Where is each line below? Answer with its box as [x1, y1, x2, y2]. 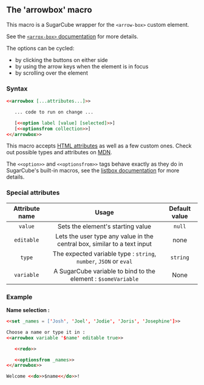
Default [169, 204, 191, 213]
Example [6, 293, 33, 301]
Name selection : [6, 307, 50, 314]
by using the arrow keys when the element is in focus [15, 63, 149, 70]
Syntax [6, 84, 28, 93]
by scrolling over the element [15, 69, 88, 77]
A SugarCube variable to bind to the [53, 267, 156, 275]
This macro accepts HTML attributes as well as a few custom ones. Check [6, 142, 192, 149]
